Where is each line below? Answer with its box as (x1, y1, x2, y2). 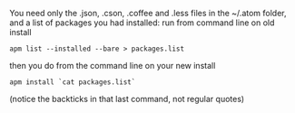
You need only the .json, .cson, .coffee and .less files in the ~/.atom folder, (9, 8, 287, 18)
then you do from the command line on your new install (9, 61, 216, 71)
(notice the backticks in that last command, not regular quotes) (9, 94, 245, 104)
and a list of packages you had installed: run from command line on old (9, 17, 275, 28)
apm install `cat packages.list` (9, 78, 136, 87)
